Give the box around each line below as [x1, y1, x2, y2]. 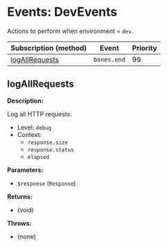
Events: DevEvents [7, 4, 118, 20]
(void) [17, 206, 34, 214]
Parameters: [7, 166, 43, 174]
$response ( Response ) [17, 179, 76, 187]
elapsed [27, 153, 50, 160]
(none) [17, 232, 36, 241]
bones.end [93, 56, 126, 63]
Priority [132, 43, 158, 52]
